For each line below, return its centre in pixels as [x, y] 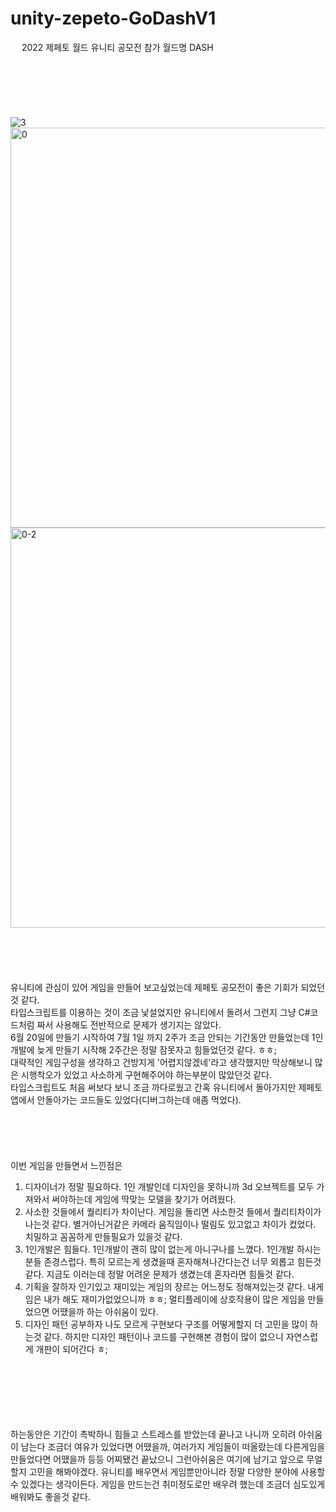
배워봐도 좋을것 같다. [50, 1496]
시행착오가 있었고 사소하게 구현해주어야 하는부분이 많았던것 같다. [146, 1074]
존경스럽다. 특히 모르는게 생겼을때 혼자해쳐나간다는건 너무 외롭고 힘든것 [182, 1261]
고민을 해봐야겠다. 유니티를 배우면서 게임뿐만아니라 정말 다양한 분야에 [163, 1471]
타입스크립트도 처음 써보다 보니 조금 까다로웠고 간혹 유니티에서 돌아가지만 [153, 1087]
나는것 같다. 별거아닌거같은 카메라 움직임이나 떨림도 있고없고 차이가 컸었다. [170, 1224]
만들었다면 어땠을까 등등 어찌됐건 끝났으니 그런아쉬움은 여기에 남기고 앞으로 [157, 1459]
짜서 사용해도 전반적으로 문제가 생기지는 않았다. [129, 1024]
